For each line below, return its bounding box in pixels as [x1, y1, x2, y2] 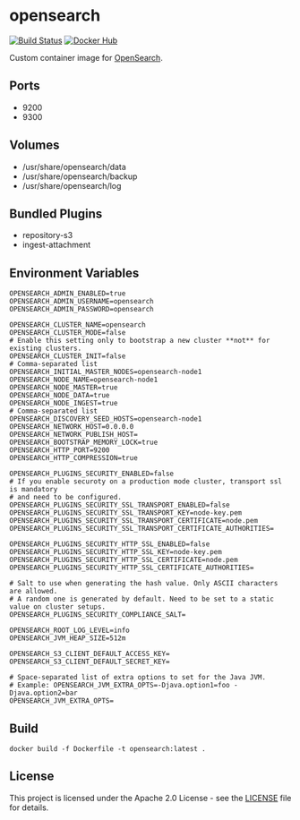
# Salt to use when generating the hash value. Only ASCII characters [9, 579, 279, 588]
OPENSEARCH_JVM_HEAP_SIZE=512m [9, 634, 126, 643]
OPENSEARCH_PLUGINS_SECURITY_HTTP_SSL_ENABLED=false [9, 540, 210, 549]
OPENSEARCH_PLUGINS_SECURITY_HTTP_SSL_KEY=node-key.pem [9, 548, 222, 557]
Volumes [9, 138, 60, 153]
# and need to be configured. [9, 493, 123, 502]
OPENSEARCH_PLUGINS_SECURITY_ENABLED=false [9, 469, 175, 479]
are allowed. [9, 587, 58, 596]
